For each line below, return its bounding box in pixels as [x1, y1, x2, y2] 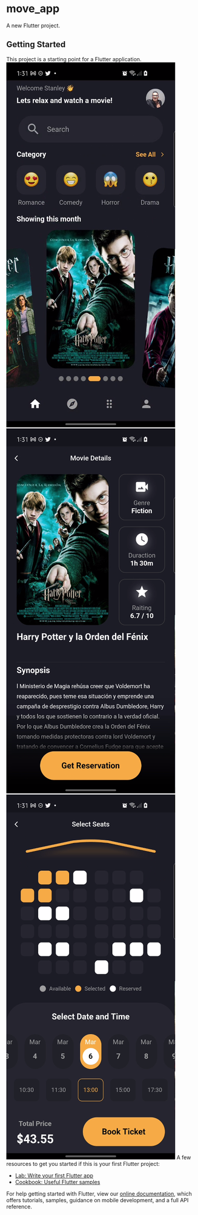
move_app [6, 2, 60, 16]
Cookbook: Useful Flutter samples [15, 1178, 101, 1185]
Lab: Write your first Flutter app [15, 1171, 94, 1179]
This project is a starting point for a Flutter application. [6, 55, 142, 62]
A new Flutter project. [6, 22, 61, 29]
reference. [6, 1203, 32, 1210]
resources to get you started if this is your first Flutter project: [6, 1160, 160, 1167]
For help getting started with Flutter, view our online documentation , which [6, 1190, 193, 1197]
